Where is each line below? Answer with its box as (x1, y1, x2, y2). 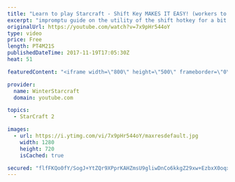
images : (7, 126, 30, 133)
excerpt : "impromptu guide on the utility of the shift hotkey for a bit (7, 17, 227, 24)
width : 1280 (20, 139, 55, 146)
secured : (7, 164, 33, 171)
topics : (7, 106, 30, 114)
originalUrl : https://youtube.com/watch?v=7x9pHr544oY (7, 23, 171, 30)
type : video (7, 29, 42, 37)
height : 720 (20, 145, 55, 153)
